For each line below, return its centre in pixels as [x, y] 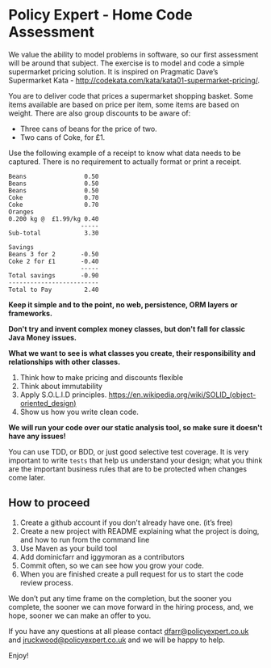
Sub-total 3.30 [54, 233]
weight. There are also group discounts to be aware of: [100, 113]
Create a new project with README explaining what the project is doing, [140, 531]
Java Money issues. [42, 337]
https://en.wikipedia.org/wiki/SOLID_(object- [182, 395]
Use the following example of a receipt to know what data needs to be [125, 153]
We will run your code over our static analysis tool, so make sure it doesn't [135, 427]
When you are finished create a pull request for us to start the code [131, 574]
